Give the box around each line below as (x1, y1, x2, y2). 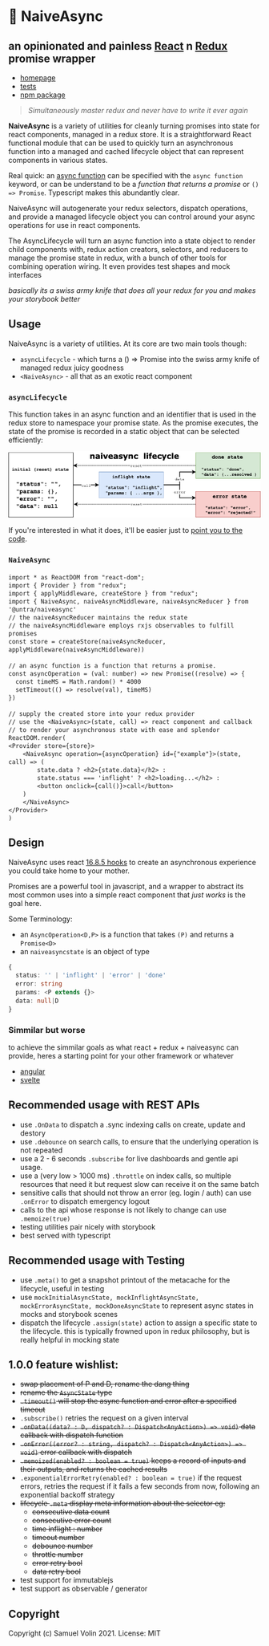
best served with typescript (19, 1230, 111, 1240)
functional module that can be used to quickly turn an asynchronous (8, 138, 234, 148)
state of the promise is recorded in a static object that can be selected (8, 427, 240, 437)
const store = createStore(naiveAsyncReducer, (8, 637, 167, 645)
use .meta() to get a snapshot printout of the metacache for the (19, 1275, 231, 1285)
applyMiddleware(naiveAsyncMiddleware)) (8, 645, 146, 653)
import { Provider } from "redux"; (8, 581, 127, 589)
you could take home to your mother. (8, 866, 130, 876)
